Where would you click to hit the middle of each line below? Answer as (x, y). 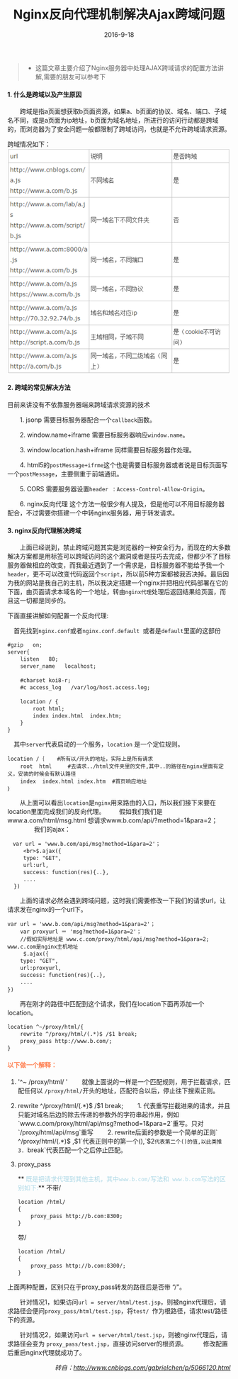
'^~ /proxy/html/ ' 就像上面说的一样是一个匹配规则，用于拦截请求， (121, 1082)
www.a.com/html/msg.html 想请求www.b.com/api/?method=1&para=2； (113, 820)
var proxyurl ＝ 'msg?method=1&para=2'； (81, 932)
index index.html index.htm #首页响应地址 (84, 782)
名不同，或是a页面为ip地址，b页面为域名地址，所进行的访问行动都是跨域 (113, 121)
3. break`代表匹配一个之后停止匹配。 (72, 1150)
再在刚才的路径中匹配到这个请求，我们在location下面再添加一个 (112, 1004)
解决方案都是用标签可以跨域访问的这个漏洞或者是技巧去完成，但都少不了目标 (119, 557)
